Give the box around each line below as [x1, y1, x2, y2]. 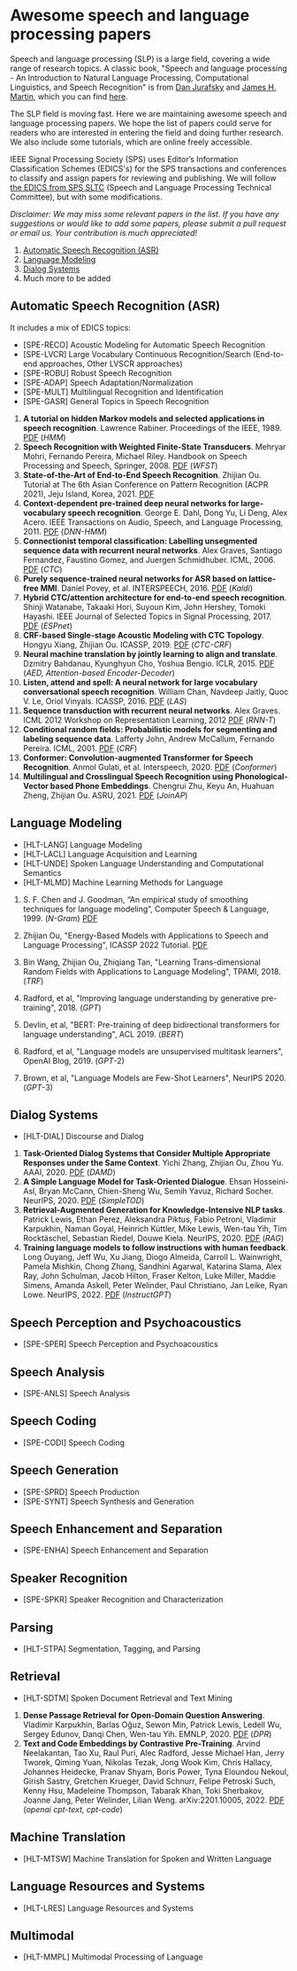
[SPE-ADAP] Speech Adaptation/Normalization [22, 377, 194, 387]
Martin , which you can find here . [10, 90, 129, 102]
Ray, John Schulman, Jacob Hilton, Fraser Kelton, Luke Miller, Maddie [22, 1271, 277, 1281]
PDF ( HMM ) [22, 432, 66, 442]
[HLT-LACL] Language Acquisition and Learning [22, 849, 198, 859]
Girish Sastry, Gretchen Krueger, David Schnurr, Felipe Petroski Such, [22, 1775, 277, 1787]
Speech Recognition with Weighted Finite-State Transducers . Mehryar [22, 441, 286, 452]
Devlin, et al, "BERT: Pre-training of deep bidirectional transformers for [22, 1019, 280, 1029]
